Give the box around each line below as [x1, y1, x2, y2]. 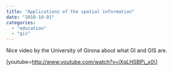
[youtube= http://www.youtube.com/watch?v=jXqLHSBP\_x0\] [6, 59, 158, 66]
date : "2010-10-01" [6, 14, 55, 20]
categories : [6, 20, 36, 25]
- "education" [11, 25, 47, 31]
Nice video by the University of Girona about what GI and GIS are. [6, 47, 168, 54]
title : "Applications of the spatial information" [6, 8, 135, 15]
